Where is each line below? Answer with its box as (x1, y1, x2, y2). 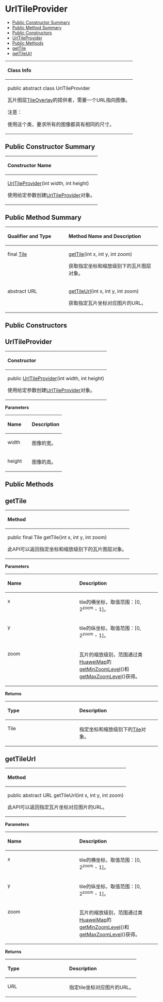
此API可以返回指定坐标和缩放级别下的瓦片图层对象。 (7, 545, 127, 552)
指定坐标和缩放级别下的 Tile (79, 726, 142, 733)
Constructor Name (7, 162, 52, 169)
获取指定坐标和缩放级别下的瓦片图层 (68, 263, 151, 269)
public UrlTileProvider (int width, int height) (7, 375, 104, 382)
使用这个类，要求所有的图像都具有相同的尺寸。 (7, 121, 115, 127)
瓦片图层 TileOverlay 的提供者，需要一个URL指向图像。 (7, 96, 130, 103)
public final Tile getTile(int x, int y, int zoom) (7, 534, 107, 541)
